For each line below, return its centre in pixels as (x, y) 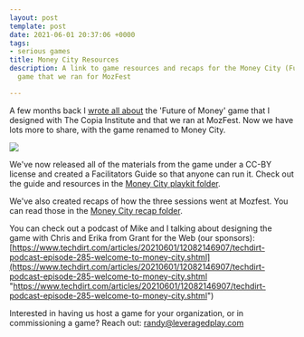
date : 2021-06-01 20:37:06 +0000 (72, 34)
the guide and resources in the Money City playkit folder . (115, 183)
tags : (19, 43)
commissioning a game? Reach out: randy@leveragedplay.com (127, 323)
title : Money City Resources (64, 60)
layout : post (34, 18)
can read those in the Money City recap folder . (96, 210)
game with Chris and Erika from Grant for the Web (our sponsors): (132, 237)
